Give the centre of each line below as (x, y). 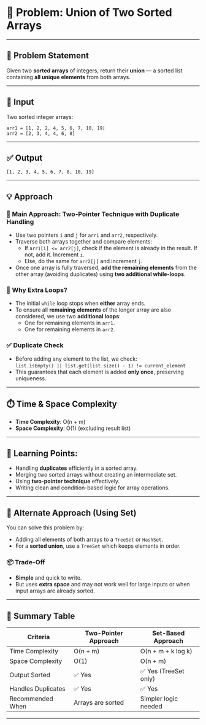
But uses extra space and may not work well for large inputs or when (102, 585)
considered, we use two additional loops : (68, 316)
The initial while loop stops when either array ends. (80, 304)
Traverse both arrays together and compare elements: (83, 242)
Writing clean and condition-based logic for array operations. (92, 488)
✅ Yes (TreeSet (162, 671)
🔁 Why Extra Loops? (37, 290)
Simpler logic (159, 699)
